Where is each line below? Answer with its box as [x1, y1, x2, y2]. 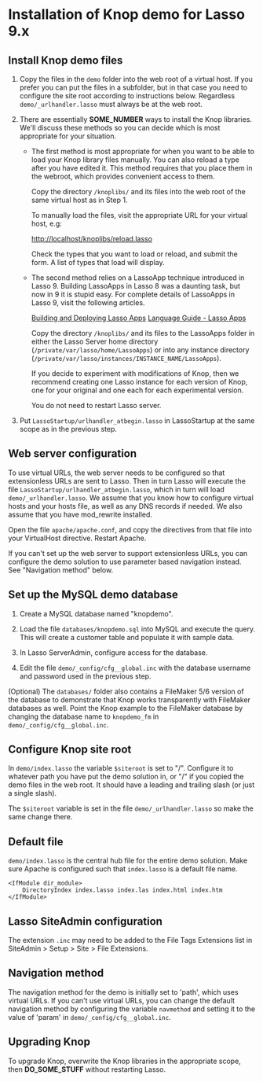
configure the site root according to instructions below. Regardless [19, 91, 236, 100]
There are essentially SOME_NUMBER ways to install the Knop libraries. [19, 115, 253, 123]
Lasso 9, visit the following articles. [31, 298, 145, 307]
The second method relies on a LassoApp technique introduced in [31, 273, 245, 282]
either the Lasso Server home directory [31, 337, 159, 346]
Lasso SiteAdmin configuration [8, 915, 163, 928]
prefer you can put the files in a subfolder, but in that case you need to [19, 83, 248, 92]
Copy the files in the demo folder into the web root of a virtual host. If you [19, 75, 254, 83]
